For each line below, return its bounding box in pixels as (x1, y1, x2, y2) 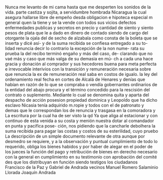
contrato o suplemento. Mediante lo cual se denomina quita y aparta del (5, 92, 149, 98)
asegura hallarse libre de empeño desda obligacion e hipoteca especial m (5, 15, 153, 20)
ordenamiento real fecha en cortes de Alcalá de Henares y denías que (5, 76, 145, 82)
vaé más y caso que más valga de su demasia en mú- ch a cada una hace (5, 56, 153, 61)
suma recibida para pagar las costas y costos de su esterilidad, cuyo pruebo (5, 128, 158, 134)
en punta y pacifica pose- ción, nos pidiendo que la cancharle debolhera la (5, 123, 156, 128)
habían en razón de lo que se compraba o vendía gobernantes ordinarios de (5, 82, 157, 87)
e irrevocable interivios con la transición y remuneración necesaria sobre (5, 66, 151, 72)
